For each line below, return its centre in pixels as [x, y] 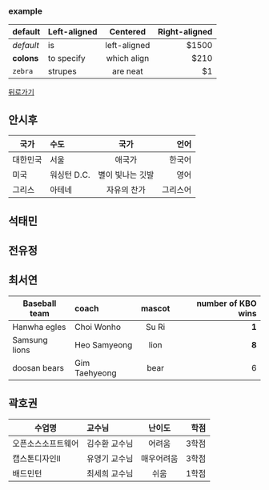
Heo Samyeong [104, 344]
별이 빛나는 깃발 [126, 175]
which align [128, 58]
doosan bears [38, 367]
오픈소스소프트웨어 [46, 444]
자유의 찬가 [126, 190]
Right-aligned [185, 32]
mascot [155, 308]
